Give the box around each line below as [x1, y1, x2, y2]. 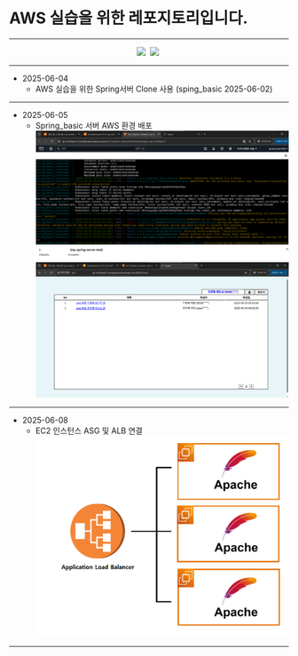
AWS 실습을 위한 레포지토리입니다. [9, 8, 248, 28]
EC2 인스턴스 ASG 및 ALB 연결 [35, 425, 144, 436]
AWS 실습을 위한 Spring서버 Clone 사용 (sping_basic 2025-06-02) [35, 83, 273, 94]
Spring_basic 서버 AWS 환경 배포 [35, 120, 153, 130]
